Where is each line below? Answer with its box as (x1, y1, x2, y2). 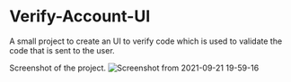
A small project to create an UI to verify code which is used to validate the (9, 36, 283, 46)
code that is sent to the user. (9, 45, 115, 55)
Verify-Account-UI (9, 6, 151, 27)
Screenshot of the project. (9, 62, 106, 73)
